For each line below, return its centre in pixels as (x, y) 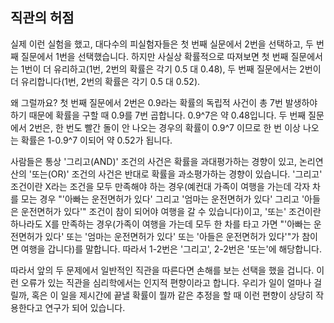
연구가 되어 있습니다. (85, 307)
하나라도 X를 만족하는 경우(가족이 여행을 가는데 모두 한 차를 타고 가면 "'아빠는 (161, 224)
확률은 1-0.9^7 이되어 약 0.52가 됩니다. (96, 140)
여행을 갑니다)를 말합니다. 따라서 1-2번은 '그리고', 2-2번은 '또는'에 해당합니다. (171, 249)
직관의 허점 (42, 18)
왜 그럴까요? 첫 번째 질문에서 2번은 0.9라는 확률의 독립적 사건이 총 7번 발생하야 (164, 102)
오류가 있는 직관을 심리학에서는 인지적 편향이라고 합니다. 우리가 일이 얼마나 (166, 282)
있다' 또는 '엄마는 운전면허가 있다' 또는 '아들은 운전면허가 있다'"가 (172, 236)
